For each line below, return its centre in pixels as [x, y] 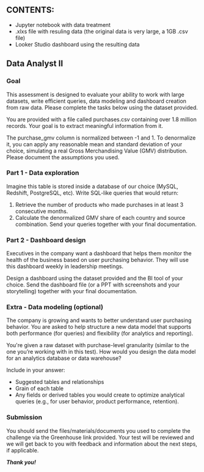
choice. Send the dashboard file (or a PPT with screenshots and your [93, 285]
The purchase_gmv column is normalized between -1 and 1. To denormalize [101, 138]
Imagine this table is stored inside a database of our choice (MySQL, [92, 186]
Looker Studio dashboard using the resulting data [77, 44]
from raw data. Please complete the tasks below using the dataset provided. [102, 107]
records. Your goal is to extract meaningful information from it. [85, 125]
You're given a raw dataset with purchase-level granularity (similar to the [98, 345]
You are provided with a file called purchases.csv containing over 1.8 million [102, 119]
